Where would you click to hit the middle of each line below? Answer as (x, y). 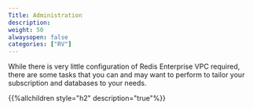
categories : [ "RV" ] (40, 44)
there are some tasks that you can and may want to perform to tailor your (126, 75)
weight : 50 (26, 30)
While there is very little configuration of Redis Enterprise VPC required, (124, 66)
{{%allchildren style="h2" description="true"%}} (87, 98)
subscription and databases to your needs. (77, 83)
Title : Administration (45, 15)
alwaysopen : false (38, 37)
